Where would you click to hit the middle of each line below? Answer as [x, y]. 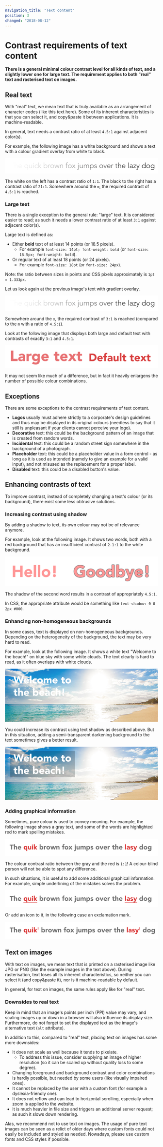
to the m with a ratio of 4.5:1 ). [34, 324]
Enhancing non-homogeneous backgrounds [58, 621]
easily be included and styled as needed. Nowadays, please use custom [77, 1134]
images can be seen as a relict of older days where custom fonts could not [80, 1129]
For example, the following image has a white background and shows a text [80, 146]
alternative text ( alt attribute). [35, 1028]
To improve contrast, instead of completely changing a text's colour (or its [79, 496]
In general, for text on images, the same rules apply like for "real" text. [75, 989]
